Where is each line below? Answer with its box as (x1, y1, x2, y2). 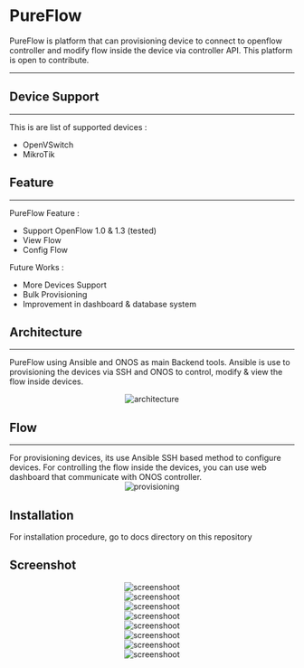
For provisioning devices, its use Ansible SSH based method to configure (9, 453, 282, 464)
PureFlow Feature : (9, 207, 80, 218)
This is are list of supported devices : (9, 121, 147, 132)
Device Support (9, 89, 100, 105)
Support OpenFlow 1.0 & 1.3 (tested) (22, 225, 157, 236)
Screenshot (9, 558, 77, 573)
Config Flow (22, 244, 69, 255)
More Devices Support (22, 279, 107, 290)
